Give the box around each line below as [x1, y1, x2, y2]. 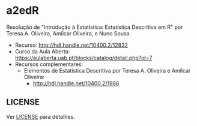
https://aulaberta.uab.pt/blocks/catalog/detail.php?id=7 [14, 54, 153, 61]
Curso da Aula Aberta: [14, 47, 70, 55]
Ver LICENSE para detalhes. [6, 113, 75, 120]
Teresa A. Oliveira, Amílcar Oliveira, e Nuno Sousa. [6, 29, 131, 37]
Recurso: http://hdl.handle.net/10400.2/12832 [14, 41, 128, 49]
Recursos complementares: [14, 61, 83, 68]
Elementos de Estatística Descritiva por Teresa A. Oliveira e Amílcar [23, 67, 191, 74]
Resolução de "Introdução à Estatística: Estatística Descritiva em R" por [6, 23, 183, 31]
